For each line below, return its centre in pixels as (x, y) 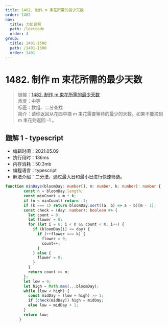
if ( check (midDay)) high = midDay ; (66, 300)
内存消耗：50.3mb (32, 164)
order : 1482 (18, 15)
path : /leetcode (27, 29)
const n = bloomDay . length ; (53, 191)
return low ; (37, 315)
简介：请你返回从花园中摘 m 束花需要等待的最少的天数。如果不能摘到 (90, 114)
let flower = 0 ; (45, 220)
